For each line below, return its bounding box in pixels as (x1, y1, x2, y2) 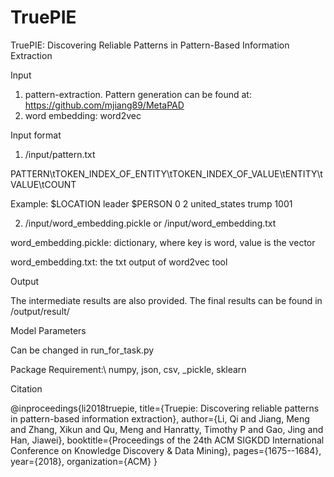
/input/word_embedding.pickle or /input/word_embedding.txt (24, 217, 277, 229)
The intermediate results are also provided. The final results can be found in (10, 294, 323, 306)
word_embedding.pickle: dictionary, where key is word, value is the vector (10, 236, 316, 248)
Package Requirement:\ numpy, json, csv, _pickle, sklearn (10, 363, 247, 375)
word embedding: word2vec (24, 109, 142, 121)
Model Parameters (10, 324, 87, 336)
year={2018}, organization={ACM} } (10, 455, 158, 467)
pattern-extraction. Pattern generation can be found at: (24, 88, 252, 100)
